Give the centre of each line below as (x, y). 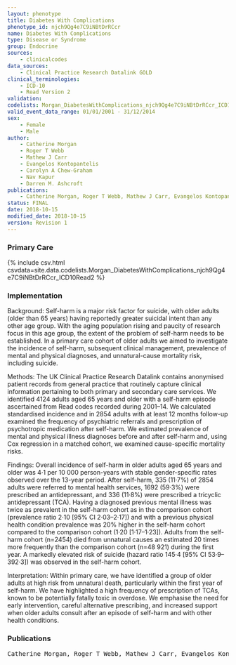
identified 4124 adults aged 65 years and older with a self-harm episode (112, 399)
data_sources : (28, 66)
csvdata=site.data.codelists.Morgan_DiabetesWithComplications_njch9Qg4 (117, 270)
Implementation (35, 296)
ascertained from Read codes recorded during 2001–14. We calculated (109, 407)
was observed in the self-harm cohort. (86, 562)
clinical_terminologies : (44, 79)
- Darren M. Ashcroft (51, 183)
